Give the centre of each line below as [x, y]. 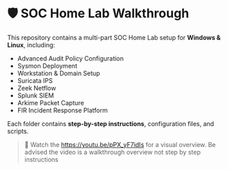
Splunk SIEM [36, 95]
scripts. [18, 131]
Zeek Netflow [37, 88]
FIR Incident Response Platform [62, 110]
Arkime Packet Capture [51, 102]
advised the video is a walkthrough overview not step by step [112, 152]
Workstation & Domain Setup [59, 73]
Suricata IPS [35, 80]
